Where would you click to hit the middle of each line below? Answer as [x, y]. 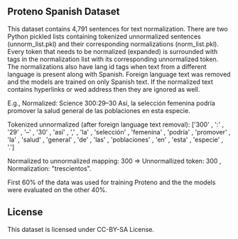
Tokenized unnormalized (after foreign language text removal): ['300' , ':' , [116, 124]
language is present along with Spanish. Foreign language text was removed [119, 74]
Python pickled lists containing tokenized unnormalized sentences [104, 36]
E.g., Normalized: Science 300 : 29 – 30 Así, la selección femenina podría [111, 103]
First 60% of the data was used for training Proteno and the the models [112, 182]
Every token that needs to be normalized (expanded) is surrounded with [113, 51]
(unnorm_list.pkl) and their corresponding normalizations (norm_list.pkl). [113, 44]
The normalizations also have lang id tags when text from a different [107, 66]
